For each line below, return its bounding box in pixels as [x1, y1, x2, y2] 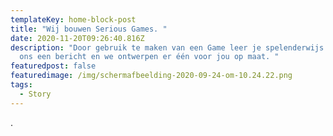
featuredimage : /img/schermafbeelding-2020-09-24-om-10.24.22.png [10, 71, 293, 81]
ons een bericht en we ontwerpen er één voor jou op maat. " [19, 52, 280, 62]
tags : [10, 80, 33, 90]
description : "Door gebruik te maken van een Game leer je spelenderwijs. [10, 42, 329, 53]
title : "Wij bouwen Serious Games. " [10, 24, 168, 34]
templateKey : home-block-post [10, 14, 137, 25]
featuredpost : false [10, 61, 97, 71]
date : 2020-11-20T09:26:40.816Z [10, 33, 145, 43]
